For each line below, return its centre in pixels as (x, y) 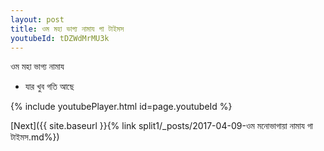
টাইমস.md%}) (35, 137)
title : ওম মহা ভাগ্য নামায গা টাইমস (67, 29)
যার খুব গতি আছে (49, 87)
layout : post (37, 19)
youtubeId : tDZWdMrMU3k (60, 38)
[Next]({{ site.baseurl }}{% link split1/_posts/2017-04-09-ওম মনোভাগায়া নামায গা (161, 126)
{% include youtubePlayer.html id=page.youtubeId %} (121, 107)
